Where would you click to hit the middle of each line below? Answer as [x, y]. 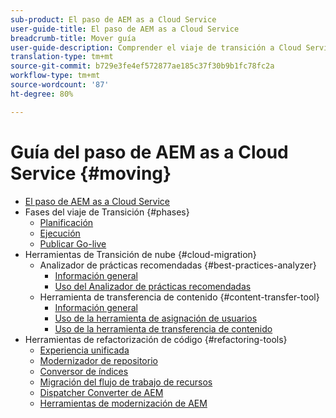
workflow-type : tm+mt [55, 76]
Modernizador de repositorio [98, 360]
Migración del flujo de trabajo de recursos [126, 382]
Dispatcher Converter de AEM [101, 392]
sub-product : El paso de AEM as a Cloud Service [113, 19]
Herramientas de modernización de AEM [123, 403]
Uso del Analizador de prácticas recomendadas [153, 286]
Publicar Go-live [73, 243]
